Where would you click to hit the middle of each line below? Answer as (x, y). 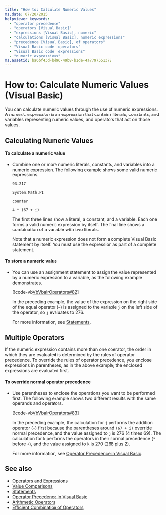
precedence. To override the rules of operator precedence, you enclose (79, 360)
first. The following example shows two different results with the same (84, 398)
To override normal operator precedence (48, 382)
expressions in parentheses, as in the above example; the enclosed (74, 365)
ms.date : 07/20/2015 (27, 14)
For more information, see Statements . (52, 322)
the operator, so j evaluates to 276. (48, 312)
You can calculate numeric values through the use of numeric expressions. (82, 109)
